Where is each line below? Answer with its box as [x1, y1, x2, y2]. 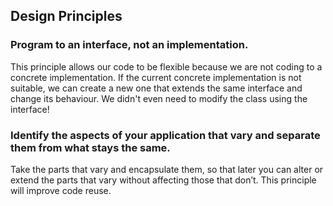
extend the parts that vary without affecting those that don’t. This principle [10, 174, 317, 186]
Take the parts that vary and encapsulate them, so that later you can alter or [10, 163, 324, 175]
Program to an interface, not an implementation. [10, 38, 249, 52]
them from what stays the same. [10, 140, 171, 154]
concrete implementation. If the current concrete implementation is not [10, 71, 302, 83]
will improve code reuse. [10, 184, 112, 196]
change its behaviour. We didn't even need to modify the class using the [10, 92, 308, 104]
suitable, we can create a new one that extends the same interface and [10, 82, 303, 94]
